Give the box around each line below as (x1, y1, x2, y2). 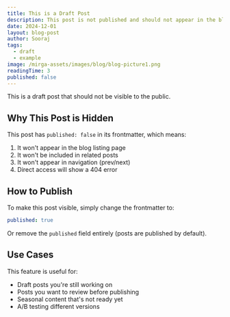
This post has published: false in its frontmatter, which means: (7, 131, 187, 139)
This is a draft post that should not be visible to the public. (7, 92, 171, 101)
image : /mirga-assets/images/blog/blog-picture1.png (7, 61, 161, 68)
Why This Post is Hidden (7, 112, 114, 124)
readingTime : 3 (7, 67, 51, 74)
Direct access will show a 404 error (16, 166, 118, 174)
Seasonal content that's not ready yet (16, 295, 123, 303)
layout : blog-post (7, 29, 60, 36)
